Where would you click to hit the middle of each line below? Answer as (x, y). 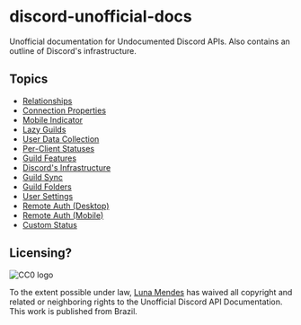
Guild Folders (47, 187)
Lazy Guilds (44, 129)
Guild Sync (42, 177)
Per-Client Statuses (58, 148)
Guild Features (49, 158)
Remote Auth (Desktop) (66, 206)
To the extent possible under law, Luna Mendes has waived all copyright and (151, 292)
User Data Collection (61, 139)
